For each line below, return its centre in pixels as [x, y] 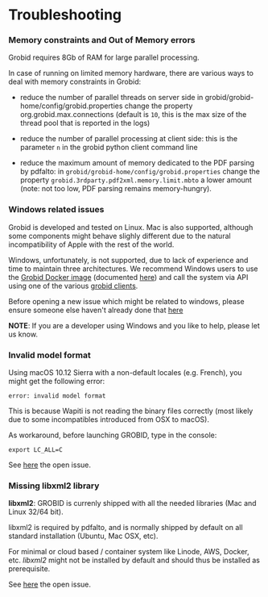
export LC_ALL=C [35, 450]
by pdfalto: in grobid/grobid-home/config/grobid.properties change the [140, 172]
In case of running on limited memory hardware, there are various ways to [131, 73]
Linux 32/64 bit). [36, 512]
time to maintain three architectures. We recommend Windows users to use [133, 269]
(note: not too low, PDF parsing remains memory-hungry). [115, 189]
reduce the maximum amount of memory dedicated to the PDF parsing [137, 163]
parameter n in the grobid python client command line [109, 148]
